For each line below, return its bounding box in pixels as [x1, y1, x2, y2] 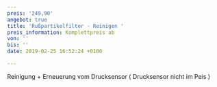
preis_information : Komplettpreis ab [7, 29, 115, 36]
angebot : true [7, 16, 48, 23]
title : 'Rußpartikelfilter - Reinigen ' [7, 22, 125, 29]
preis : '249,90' [7, 10, 53, 17]
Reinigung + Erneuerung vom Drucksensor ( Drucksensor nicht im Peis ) [7, 72, 211, 80]
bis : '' [7, 41, 29, 48]
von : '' [7, 35, 29, 42]
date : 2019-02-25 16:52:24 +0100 [7, 48, 103, 55]
